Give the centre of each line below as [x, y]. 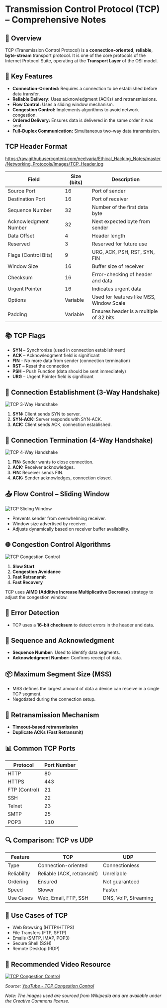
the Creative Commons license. [37, 1001]
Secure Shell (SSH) [32, 943]
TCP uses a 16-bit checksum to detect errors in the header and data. [83, 625]
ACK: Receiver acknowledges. [43, 467]
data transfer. [26, 94]
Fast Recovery [28, 582]
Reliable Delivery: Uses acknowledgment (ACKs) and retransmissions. [85, 99]
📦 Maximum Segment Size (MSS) [58, 674]
